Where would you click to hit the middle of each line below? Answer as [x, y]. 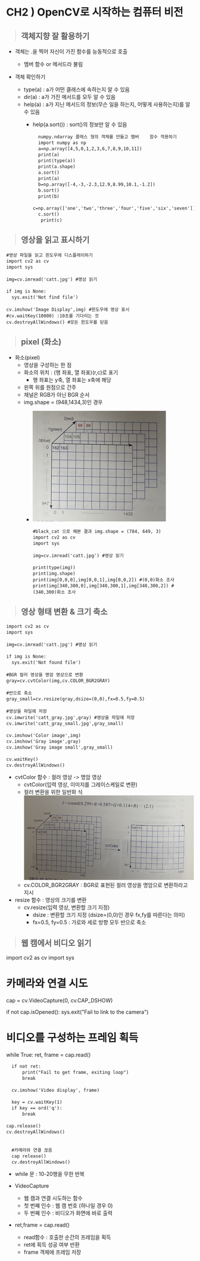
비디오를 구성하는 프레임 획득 [72, 1038]
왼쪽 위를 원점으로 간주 [50, 387]
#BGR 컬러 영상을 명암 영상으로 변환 [45, 675]
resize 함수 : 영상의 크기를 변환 [51, 900]
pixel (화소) [41, 342]
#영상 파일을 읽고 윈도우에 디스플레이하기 [50, 255]
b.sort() [49, 191]
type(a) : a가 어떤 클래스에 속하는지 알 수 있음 [76, 89]
